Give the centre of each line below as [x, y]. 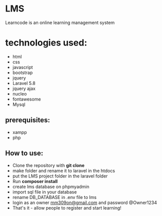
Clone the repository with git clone [48, 165]
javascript [23, 67]
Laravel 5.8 [24, 83]
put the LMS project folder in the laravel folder [60, 176]
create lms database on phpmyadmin [51, 186]
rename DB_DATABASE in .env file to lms [54, 197]
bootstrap [23, 72]
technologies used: [46, 43]
